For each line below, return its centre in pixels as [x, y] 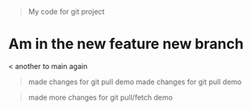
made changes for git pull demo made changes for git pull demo [135, 81]
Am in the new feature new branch [126, 44]
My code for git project [66, 12]
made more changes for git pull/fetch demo [100, 97]
